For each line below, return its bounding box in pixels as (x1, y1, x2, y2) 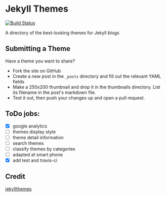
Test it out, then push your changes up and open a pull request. (12, 94, 145, 101)
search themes (12, 140, 44, 146)
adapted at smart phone (12, 151, 63, 157)
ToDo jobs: (5, 110, 40, 118)
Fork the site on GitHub (12, 68, 61, 74)
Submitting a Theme (5, 44, 71, 53)
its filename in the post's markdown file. (12, 89, 96, 95)
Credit (5, 172, 25, 181)
